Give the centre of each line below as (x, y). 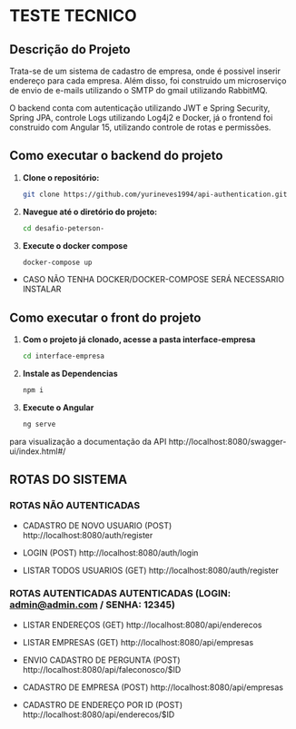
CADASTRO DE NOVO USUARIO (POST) (97, 525)
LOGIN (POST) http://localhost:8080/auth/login (110, 552)
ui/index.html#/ (38, 451)
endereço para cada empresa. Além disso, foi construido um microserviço (148, 81)
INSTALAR (42, 289)
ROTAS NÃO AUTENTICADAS (75, 506)
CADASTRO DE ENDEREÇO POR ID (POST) (103, 704)
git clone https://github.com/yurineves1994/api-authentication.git (155, 194)
